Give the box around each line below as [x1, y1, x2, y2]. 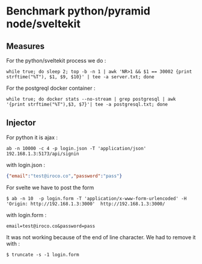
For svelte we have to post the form [6, 184, 94, 191]
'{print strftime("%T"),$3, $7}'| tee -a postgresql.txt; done [6, 101, 168, 107]
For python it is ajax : [6, 134, 58, 141]
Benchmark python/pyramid [6, 4, 150, 18]
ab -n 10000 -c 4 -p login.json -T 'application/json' [6, 145, 147, 151]
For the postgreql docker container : [6, 84, 96, 92]
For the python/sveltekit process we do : [6, 57, 106, 64]
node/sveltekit [6, 17, 81, 31]
